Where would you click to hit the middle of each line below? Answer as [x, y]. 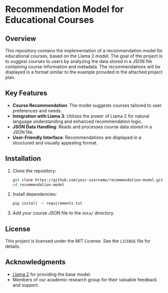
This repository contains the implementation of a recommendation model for [84, 51]
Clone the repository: [34, 171]
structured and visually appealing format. [55, 142]
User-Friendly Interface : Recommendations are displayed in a [77, 137]
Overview [21, 39]
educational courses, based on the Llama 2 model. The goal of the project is [84, 56]
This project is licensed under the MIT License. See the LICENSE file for [78, 241]
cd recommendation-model [38, 185]
